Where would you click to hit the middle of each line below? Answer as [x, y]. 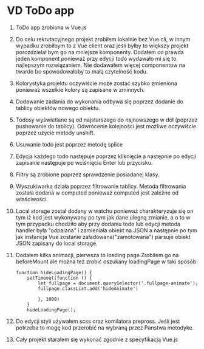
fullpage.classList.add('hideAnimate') [88, 289]
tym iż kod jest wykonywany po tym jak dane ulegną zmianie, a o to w [103, 217]
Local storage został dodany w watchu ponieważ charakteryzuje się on [104, 211]
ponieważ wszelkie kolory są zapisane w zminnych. [80, 89]
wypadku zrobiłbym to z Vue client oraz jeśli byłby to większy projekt [102, 46]
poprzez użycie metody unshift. [55, 133]
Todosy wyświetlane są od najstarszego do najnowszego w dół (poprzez [107, 120]
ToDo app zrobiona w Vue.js [51, 27]
